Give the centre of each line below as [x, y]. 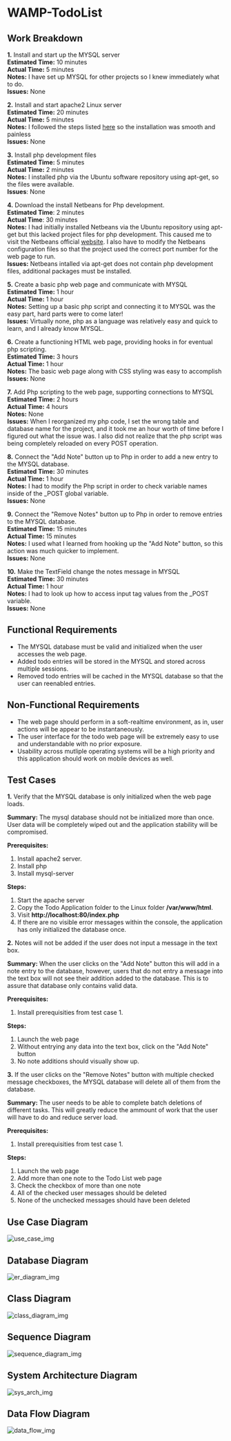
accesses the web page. [52, 653]
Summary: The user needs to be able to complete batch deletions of [105, 1103]
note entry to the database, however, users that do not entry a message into [115, 971]
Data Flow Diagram [49, 1414]
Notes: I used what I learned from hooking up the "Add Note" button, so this [115, 543]
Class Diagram [39, 1299]
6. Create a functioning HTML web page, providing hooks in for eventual [110, 342]
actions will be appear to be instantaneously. [81, 729]
